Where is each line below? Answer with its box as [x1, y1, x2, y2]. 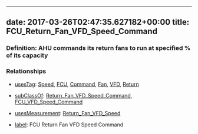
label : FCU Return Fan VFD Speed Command [14, 121, 124, 128]
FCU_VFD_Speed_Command [14, 98, 83, 105]
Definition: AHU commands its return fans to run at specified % [6, 44, 191, 52]
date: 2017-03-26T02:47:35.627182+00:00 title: [6, 17, 190, 27]
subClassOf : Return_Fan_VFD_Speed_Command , [14, 92, 133, 99]
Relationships [6, 67, 47, 75]
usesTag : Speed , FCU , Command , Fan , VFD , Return [14, 81, 140, 88]
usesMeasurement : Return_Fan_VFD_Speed [14, 109, 121, 116]
